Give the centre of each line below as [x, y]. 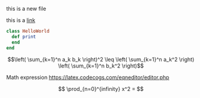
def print [24, 36]
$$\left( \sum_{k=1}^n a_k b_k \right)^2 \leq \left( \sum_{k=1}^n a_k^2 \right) [101, 59]
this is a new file [26, 9]
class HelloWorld [28, 31]
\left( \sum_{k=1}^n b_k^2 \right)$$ [101, 66]
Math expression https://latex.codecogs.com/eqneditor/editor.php [88, 77]
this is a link [21, 20]
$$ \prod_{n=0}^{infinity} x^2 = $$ [101, 88]
